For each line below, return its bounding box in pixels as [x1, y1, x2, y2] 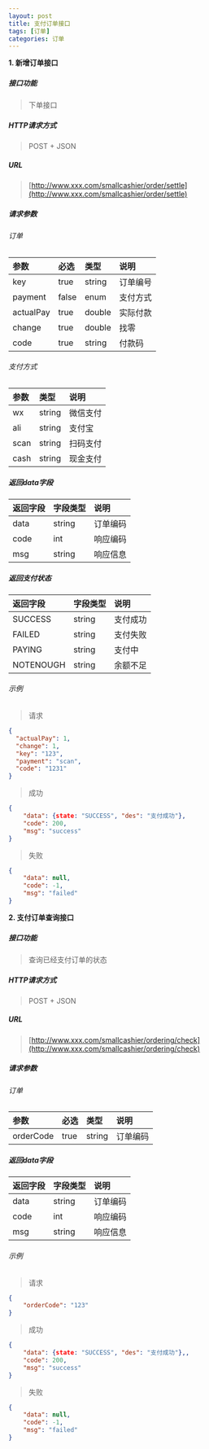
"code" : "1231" [15, 764, 67, 773]
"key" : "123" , [15, 750, 63, 758]
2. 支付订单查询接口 [8, 913, 75, 922]
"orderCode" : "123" [23, 1302, 89, 1310]
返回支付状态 [8, 573, 51, 583]
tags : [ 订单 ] [8, 27, 50, 35]
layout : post [8, 11, 53, 20]
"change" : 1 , [15, 742, 60, 750]
